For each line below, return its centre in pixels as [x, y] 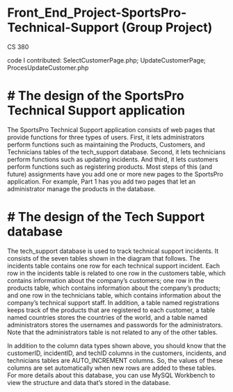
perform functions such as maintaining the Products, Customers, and [106, 145]
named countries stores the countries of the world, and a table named [107, 317]
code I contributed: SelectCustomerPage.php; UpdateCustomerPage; [107, 60]
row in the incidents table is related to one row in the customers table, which [116, 273]
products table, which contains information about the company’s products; [114, 288]
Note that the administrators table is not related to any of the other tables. [112, 332]
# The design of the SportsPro [96, 96]
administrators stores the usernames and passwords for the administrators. [115, 325]
